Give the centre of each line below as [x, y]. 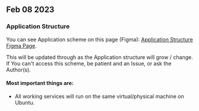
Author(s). [19, 70]
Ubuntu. [25, 102]
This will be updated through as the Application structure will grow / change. [99, 57]
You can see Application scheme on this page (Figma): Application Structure [99, 39]
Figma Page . [21, 45]
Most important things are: [40, 83]
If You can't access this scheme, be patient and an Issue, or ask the [89, 63]
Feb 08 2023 [30, 10]
